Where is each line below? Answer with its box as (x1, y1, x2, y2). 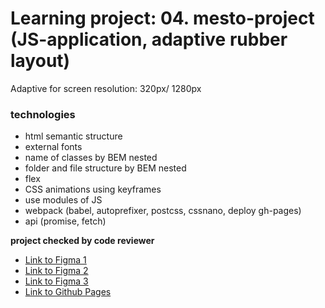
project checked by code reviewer (10, 235, 155, 247)
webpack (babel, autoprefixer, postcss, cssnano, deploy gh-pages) (24, 205, 302, 217)
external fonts (24, 141, 83, 153)
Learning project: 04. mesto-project (10, 7, 315, 30)
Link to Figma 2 (24, 265, 89, 277)
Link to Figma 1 (24, 254, 87, 266)
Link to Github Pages (24, 286, 112, 298)
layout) (10, 50, 71, 72)
